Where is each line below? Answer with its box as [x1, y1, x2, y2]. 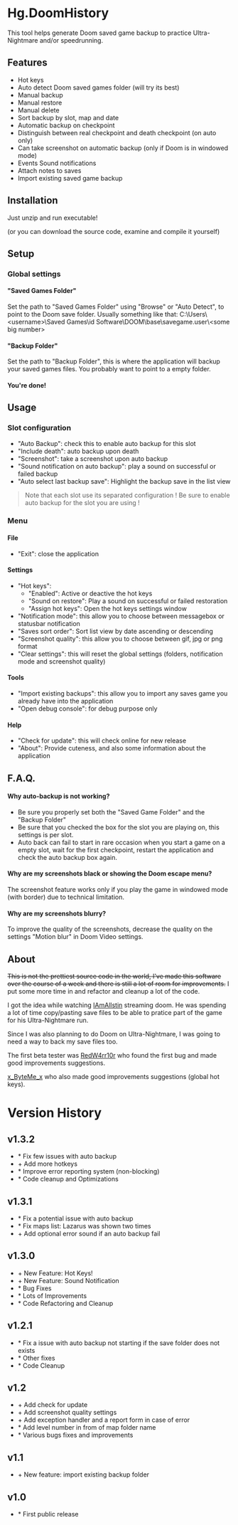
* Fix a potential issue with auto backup [17, 1214, 134, 1223]
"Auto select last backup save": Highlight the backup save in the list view [17, 477, 231, 485]
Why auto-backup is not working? [7, 792, 110, 801]
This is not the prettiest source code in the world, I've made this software [7, 972, 222, 981]
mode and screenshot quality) [17, 657, 106, 666]
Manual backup [17, 90, 64, 99]
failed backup [17, 469, 58, 478]
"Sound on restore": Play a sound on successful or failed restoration [28, 596, 228, 605]
